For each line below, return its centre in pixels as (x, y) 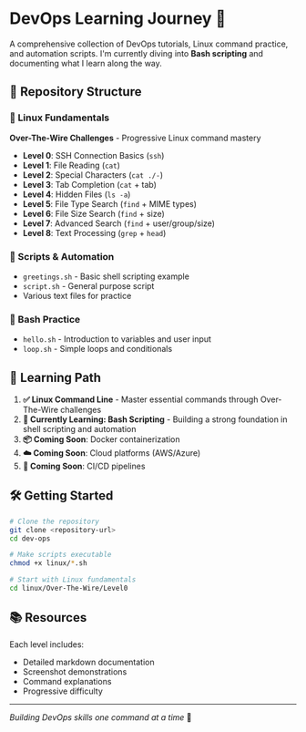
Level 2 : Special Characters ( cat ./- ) (93, 175)
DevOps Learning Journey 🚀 (118, 19)
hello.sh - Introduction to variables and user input (117, 339)
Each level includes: (47, 644)
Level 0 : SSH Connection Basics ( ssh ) (93, 155)
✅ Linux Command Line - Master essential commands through (140, 399)
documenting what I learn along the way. (86, 63)
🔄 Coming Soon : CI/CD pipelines (84, 466)
